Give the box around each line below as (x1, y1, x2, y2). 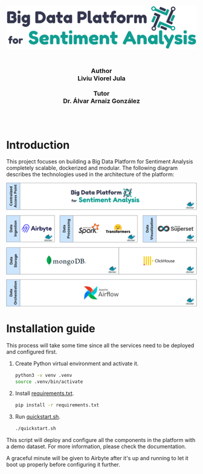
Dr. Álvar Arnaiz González (63, 97, 140, 106)
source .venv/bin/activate (14, 379, 83, 385)
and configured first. (6, 349, 57, 356)
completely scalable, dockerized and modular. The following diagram (6, 165, 178, 172)
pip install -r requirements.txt (14, 402, 100, 408)
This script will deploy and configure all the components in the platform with (6, 436, 196, 443)
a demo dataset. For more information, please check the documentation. (6, 443, 187, 450)
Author (91, 67, 112, 75)
